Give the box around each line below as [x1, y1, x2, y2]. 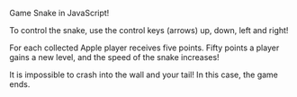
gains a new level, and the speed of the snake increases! [9, 52, 220, 62]
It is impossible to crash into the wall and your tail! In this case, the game [9, 69, 279, 80]
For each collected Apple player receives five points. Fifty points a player [9, 42, 280, 53]
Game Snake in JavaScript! [9, 8, 110, 18]
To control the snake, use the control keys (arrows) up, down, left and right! [9, 25, 289, 35]
